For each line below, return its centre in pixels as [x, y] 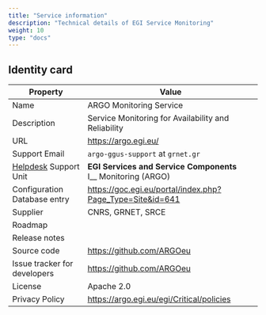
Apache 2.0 [109, 287]
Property [46, 92]
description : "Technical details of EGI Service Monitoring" [111, 23]
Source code [36, 251]
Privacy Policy [38, 299]
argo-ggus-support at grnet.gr [144, 154]
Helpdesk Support [46, 167]
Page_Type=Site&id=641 [134, 199]
